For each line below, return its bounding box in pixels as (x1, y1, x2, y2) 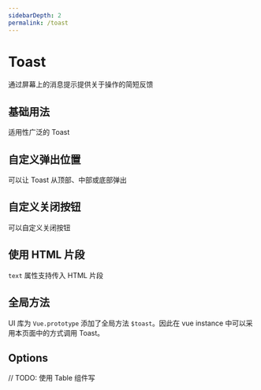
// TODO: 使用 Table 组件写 (8, 373, 96, 383)
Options (8, 351, 49, 365)
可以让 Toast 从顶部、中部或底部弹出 (8, 175, 128, 185)
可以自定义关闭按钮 (8, 222, 71, 232)
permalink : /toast (8, 19, 69, 27)
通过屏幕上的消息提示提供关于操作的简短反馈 (8, 80, 154, 89)
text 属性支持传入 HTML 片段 (8, 270, 104, 280)
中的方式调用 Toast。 (35, 328, 105, 337)
